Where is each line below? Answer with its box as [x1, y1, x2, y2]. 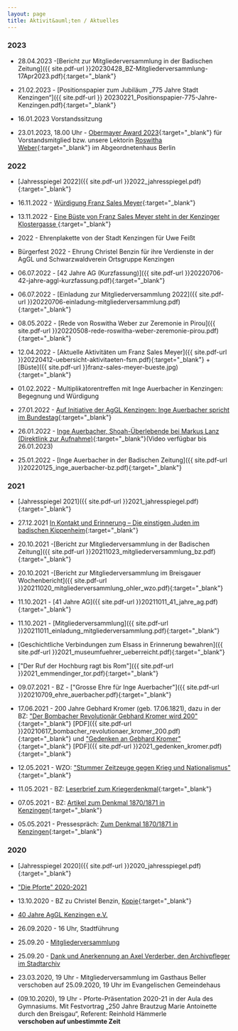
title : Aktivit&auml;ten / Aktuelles [7, 17, 119, 24]
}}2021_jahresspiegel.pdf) [122, 497, 199, 506]
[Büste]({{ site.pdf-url [17, 363, 82, 372]
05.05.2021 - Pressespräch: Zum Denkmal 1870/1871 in [17, 820, 178, 828]
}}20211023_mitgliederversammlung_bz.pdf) [85, 547, 216, 556]
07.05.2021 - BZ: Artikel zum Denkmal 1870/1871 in [17, 798, 166, 807]
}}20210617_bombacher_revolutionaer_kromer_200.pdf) [17, 727, 181, 736]
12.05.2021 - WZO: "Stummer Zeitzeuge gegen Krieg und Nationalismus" [17, 764, 231, 772]
